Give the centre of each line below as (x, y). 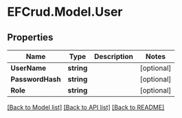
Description (114, 57)
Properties (30, 37)
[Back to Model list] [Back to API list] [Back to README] (86, 107)
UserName (29, 68)
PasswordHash (36, 79)
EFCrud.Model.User (65, 12)
